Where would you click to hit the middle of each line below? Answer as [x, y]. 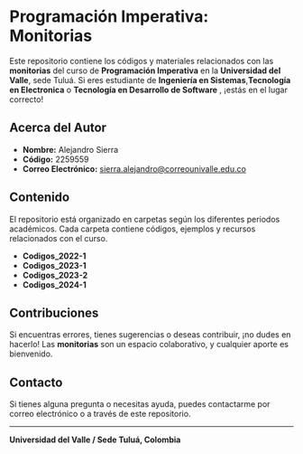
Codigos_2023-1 [54, 265]
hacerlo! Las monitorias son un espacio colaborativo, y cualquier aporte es [149, 345]
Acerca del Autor [58, 128]
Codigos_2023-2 [55, 275]
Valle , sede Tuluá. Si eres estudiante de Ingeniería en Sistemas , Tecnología [150, 80]
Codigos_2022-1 [54, 256]
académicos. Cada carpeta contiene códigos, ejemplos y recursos [133, 229]
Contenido [40, 198]
